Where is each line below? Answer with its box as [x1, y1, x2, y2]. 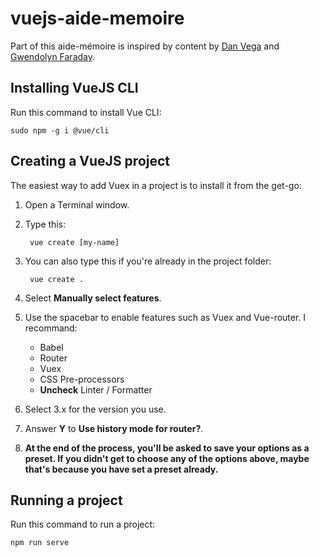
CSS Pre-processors [39, 373, 125, 385]
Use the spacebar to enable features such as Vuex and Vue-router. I [24, 311, 307, 323]
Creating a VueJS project [10, 153, 171, 170]
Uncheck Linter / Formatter [39, 383, 153, 396]
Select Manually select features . [24, 292, 162, 304]
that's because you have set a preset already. [24, 463, 219, 475]
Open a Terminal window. [24, 198, 130, 211]
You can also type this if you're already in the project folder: [24, 255, 272, 267]
